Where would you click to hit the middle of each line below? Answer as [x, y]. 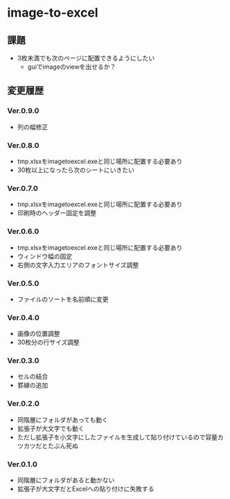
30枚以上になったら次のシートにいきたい [76, 170]
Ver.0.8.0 [23, 145]
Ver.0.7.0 [23, 188]
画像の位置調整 [38, 334]
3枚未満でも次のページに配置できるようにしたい [86, 58]
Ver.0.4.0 [24, 317]
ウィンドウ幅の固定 [45, 256]
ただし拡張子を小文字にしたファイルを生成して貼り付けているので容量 [117, 437]
